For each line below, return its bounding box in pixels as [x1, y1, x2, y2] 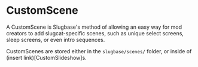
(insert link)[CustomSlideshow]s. [6, 54, 87, 61]
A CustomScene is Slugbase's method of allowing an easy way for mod [6, 23, 182, 31]
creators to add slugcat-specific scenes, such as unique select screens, [6, 29, 184, 36]
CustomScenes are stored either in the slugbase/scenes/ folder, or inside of [6, 47, 192, 54]
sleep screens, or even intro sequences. [6, 36, 105, 43]
